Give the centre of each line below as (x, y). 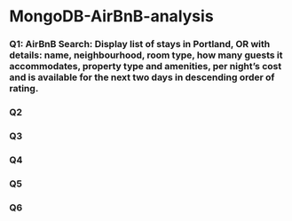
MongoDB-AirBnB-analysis (112, 16)
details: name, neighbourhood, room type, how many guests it (146, 55)
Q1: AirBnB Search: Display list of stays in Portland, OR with (140, 44)
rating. (24, 89)
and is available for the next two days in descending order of (142, 77)
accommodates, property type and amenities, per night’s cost (146, 67)
